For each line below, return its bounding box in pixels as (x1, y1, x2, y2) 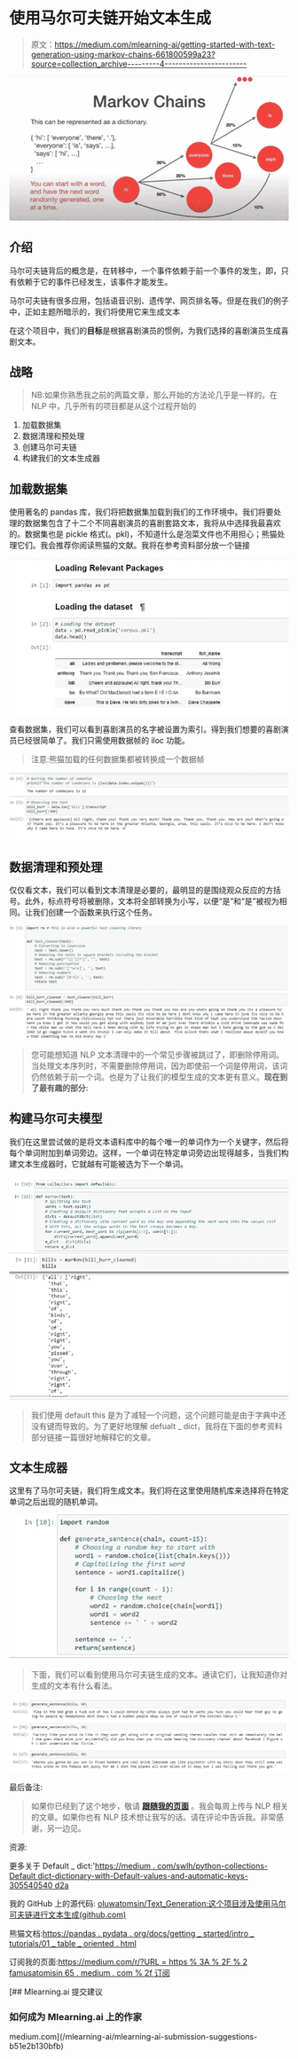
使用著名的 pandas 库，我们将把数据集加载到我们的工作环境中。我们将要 (9, 507, 274, 517)
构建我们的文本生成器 (21, 453, 100, 464)
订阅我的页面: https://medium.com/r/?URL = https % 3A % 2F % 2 (9, 1956, 248, 1967)
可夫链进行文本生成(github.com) (9, 1909, 127, 1920)
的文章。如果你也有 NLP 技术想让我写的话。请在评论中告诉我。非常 (30, 1811, 277, 1822)
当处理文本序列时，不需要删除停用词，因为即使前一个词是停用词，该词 (30, 1060, 288, 1071)
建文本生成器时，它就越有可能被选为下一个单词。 (9, 1159, 188, 1169)
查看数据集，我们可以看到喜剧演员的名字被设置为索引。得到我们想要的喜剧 (9, 724, 281, 735)
